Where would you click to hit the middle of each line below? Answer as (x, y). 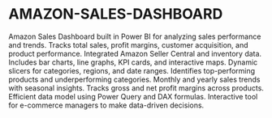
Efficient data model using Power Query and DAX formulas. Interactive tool (133, 96)
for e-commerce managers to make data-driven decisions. (106, 105)
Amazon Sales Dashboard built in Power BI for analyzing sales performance (135, 36)
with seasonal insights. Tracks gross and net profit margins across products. (136, 88)
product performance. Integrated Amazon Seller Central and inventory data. (135, 53)
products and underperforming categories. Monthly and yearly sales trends (135, 79)
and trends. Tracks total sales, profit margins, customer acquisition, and (129, 44)
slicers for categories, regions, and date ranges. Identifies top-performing (132, 70)
